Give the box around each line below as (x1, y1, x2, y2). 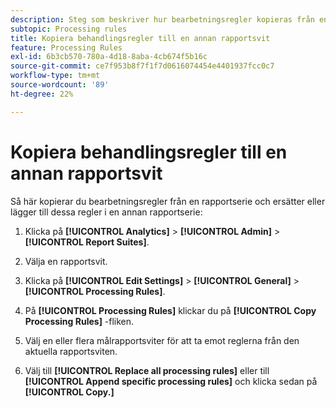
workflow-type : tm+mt (10, 71, 101, 81)
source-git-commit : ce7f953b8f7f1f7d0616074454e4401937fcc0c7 (10, 61, 275, 71)
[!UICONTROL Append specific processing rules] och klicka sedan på (24, 375, 318, 387)
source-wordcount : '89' (10, 80, 110, 90)
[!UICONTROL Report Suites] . (24, 236, 150, 248)
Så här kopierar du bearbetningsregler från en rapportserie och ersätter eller (10, 195, 326, 207)
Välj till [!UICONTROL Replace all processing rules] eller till (24, 364, 270, 376)
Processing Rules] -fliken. (24, 315, 135, 327)
